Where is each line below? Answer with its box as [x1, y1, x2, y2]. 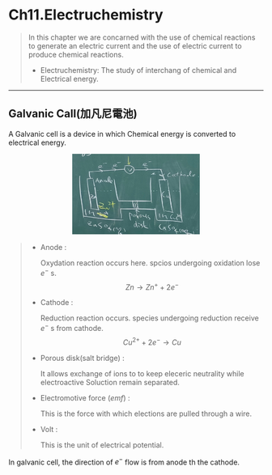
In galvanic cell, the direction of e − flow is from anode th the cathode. [8, 456, 240, 467]
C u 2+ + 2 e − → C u [122, 336, 182, 347]
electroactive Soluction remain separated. [40, 377, 180, 387]
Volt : [40, 424, 58, 434]
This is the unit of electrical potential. [40, 439, 164, 450]
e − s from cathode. [40, 322, 104, 333]
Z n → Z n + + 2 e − [125, 281, 180, 292]
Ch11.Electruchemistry [8, 6, 164, 24]
